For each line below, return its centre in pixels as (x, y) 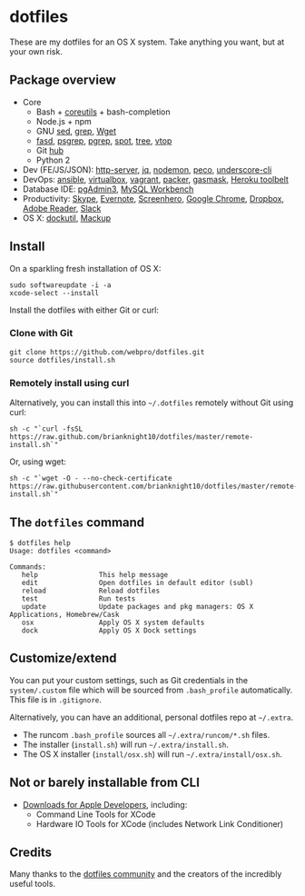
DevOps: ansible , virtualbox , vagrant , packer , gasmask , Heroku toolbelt (155, 179)
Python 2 (53, 160)
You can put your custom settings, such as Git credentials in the (128, 680)
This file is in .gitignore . (56, 699)
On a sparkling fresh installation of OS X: (85, 268)
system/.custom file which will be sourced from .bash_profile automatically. (151, 690)
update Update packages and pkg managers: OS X (138, 606)
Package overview (63, 80)
